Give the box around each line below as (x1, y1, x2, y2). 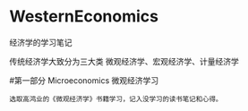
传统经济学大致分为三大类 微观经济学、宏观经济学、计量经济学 (9, 55, 239, 66)
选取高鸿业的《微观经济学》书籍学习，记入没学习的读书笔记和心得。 (9, 94, 223, 104)
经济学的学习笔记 (9, 37, 73, 47)
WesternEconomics (9, 6, 159, 27)
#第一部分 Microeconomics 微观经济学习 (9, 74, 159, 86)
